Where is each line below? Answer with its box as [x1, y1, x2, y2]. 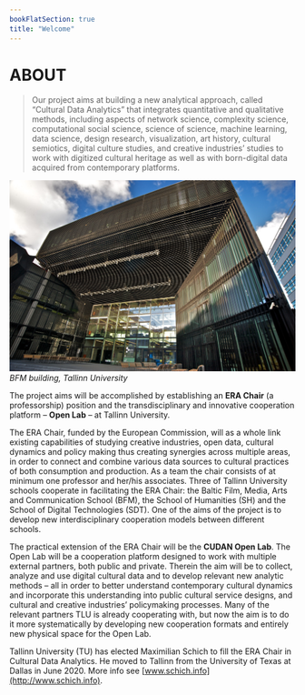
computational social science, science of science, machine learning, [31, 124, 288, 135]
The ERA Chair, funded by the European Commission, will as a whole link [9, 427, 281, 438]
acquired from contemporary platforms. [31, 162, 180, 173]
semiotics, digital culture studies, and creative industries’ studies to [31, 143, 284, 154]
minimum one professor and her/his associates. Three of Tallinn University [9, 475, 288, 486]
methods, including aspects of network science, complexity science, [31, 114, 289, 125]
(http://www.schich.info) [9, 674, 101, 686]
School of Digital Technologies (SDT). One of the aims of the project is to [9, 504, 281, 515]
